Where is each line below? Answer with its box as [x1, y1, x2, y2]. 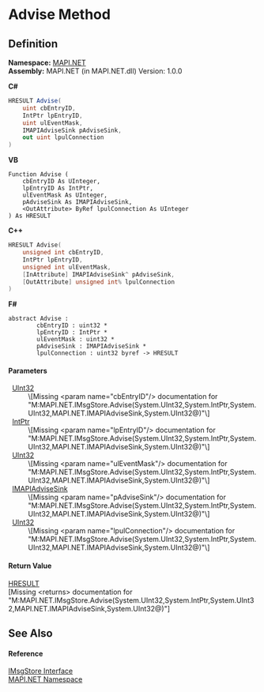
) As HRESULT [8, 212, 51, 220]
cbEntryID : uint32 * [36, 322, 108, 329]
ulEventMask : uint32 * [36, 336, 115, 344]
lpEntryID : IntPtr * [36, 329, 108, 337]
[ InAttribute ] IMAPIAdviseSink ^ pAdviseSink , [22, 270, 175, 278]
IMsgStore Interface [8, 666, 74, 676]
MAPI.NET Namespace [8, 675, 83, 684]
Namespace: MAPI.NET [8, 58, 87, 67]
